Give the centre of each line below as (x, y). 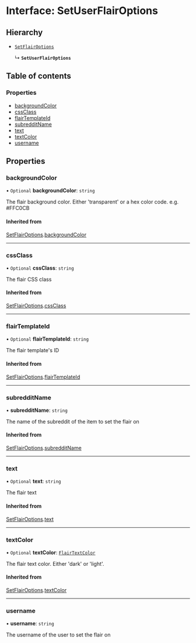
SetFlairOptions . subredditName (44, 448)
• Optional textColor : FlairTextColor (51, 552)
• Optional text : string (34, 482)
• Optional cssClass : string (40, 268)
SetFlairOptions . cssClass (36, 306)
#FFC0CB (18, 208)
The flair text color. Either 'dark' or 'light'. (55, 563)
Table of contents (38, 76)
